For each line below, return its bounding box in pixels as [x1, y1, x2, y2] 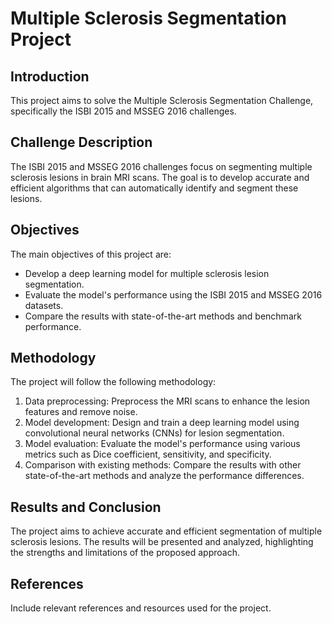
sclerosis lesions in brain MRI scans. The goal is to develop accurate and [10, 171, 310, 183]
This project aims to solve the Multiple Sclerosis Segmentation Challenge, [10, 95, 314, 106]
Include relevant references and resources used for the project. [10, 602, 272, 614]
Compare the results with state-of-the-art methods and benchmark [24, 310, 302, 322]
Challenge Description [10, 134, 153, 151]
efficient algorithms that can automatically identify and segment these [10, 182, 299, 194]
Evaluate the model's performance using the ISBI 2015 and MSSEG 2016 [24, 288, 323, 301]
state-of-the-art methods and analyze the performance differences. [24, 470, 305, 482]
